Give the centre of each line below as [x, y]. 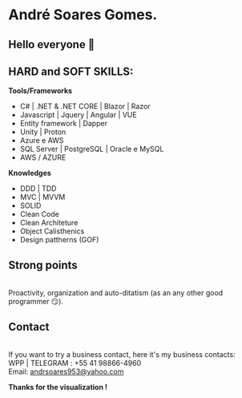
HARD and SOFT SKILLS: [71, 71]
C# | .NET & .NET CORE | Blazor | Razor [85, 107]
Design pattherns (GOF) [59, 240]
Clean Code [40, 214]
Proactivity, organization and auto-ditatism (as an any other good [116, 293]
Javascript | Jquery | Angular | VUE [79, 115]
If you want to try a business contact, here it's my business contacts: [122, 355]
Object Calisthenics [52, 231]
